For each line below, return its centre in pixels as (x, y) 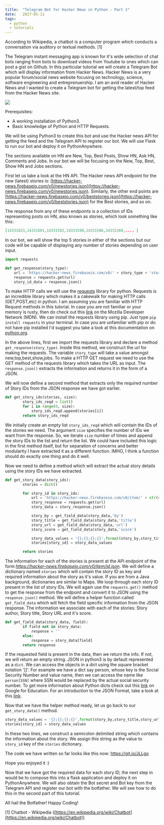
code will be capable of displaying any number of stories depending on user (82, 245)
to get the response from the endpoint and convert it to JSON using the (77, 592)
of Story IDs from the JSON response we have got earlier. (63, 388)
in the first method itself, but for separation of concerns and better (72, 446)
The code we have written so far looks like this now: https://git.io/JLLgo (77, 753)
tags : (10, 19)
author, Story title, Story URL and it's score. (49, 613)
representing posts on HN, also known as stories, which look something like (81, 217)
